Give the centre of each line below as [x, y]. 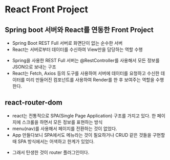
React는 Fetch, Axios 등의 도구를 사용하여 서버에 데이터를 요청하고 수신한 [86, 73]
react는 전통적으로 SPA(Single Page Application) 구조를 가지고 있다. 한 [84, 115]
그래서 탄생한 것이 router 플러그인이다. [51, 152]
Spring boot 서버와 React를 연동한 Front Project [79, 30]
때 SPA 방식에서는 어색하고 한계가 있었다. [54, 141]
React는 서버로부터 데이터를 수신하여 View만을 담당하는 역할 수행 [77, 49]
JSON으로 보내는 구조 [34, 67]
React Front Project [46, 10]
